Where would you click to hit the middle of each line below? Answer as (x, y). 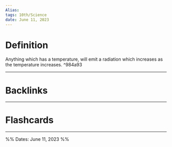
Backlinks (27, 90)
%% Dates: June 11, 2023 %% (37, 139)
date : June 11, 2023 (27, 20)
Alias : (12, 10)
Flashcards (29, 120)
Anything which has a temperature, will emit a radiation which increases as (84, 59)
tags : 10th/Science (26, 15)
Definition (27, 45)
